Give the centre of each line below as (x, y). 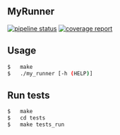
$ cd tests (26, 118)
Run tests (29, 95)
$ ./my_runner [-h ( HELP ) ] (50, 73)
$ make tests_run (36, 124)
